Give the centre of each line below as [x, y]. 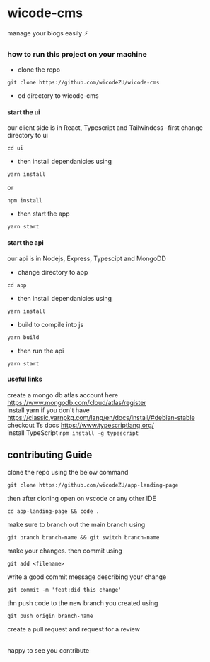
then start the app [43, 214]
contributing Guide [50, 455]
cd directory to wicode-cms [58, 96]
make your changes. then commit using [65, 551]
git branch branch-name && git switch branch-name [83, 537]
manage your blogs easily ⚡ [48, 33]
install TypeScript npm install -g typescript [73, 432]
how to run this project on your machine [77, 54]
